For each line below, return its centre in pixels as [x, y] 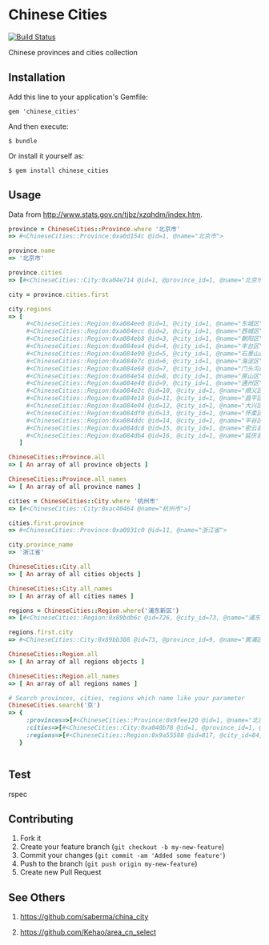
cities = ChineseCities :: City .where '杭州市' [84, 501]
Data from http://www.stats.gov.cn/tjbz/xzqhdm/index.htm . [105, 214]
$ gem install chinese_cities [59, 170]
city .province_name [41, 545]
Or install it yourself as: [46, 156]
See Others [37, 897]
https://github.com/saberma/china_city [84, 917]
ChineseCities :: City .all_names [60, 589]
